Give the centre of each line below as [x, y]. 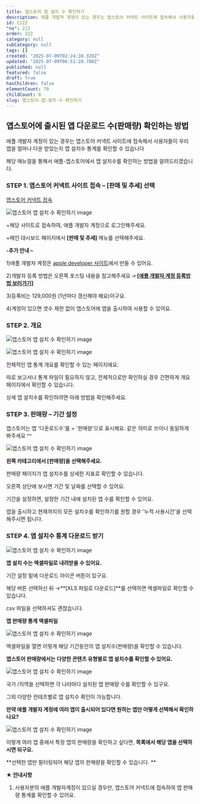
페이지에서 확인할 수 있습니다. [40, 385]
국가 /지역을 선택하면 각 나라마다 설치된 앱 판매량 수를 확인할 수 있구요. [88, 684]
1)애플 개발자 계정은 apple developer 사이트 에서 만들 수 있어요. [79, 263]
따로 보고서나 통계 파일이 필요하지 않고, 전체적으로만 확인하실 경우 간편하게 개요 [98, 377]
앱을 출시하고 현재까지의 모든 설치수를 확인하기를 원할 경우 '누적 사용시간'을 [93, 512]
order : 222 [20, 34]
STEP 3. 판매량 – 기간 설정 [42, 414]
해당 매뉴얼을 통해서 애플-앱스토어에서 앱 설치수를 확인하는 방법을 [82, 161]
